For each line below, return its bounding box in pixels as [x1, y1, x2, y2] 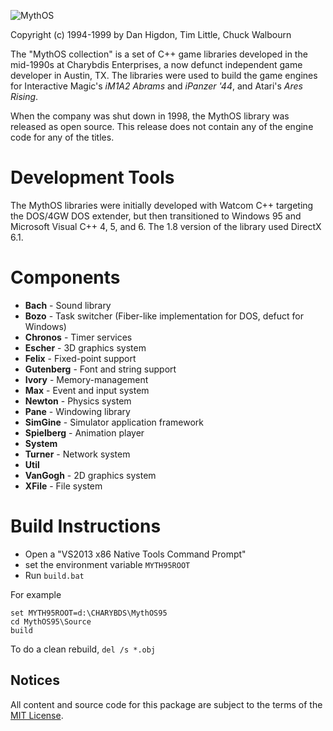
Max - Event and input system [24, 384, 150, 396]
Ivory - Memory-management [24, 373, 149, 385]
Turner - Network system [24, 448, 131, 460]
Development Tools [10, 166, 175, 189]
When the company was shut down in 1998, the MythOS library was [10, 110, 290, 122]
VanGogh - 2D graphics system [24, 469, 157, 481]
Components [10, 266, 121, 289]
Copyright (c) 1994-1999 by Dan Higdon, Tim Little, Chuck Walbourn [10, 29, 292, 40]
